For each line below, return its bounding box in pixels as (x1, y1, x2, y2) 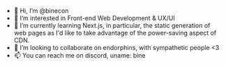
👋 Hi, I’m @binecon (13, 7, 69, 15)
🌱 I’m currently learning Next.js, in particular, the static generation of (13, 22, 211, 29)
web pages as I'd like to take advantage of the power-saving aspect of (13, 28, 217, 37)
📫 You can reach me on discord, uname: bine (13, 51, 146, 59)
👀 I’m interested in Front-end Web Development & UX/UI (13, 14, 176, 22)
